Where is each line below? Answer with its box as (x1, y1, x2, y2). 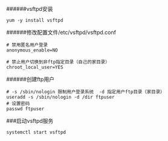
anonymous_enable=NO (6, 47, 59, 53)
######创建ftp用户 (6, 76, 55, 83)
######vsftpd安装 (6, 5, 53, 12)
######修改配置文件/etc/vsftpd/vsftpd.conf (6, 29, 117, 36)
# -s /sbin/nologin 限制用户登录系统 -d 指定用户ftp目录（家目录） (6, 89, 165, 95)
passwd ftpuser (6, 106, 45, 112)
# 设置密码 (6, 100, 30, 107)
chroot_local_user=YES (6, 64, 63, 70)
